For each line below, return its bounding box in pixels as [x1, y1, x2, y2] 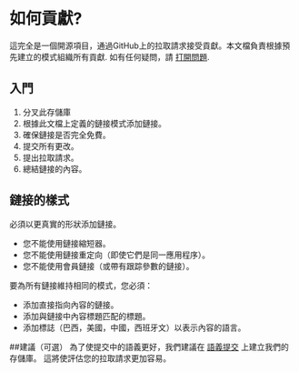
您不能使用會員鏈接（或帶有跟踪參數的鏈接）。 [22, 260, 194, 271]
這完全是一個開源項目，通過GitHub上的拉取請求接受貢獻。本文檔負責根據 [9, 40, 283, 51]
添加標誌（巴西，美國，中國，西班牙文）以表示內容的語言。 [22, 322, 246, 333]
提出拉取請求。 [22, 152, 79, 163]
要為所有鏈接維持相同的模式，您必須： [9, 279, 153, 291]
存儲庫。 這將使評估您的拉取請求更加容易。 [9, 352, 171, 364]
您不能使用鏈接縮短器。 [22, 237, 111, 248]
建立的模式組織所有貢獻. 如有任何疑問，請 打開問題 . [16, 51, 210, 62]
